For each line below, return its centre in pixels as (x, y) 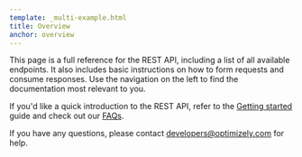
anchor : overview (42, 34)
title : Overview (40, 26)
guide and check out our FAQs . (67, 116)
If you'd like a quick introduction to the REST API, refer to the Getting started (151, 106)
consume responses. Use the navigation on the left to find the (124, 79)
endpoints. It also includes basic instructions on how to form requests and (146, 69)
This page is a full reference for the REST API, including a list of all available (150, 60)
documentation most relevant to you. (78, 89)
